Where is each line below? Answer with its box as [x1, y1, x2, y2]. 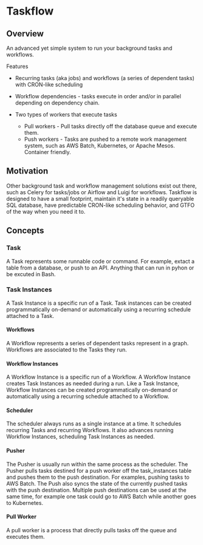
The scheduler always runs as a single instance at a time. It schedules [6, 420, 182, 427]
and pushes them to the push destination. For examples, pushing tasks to [6, 473, 190, 481]
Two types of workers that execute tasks [15, 111, 117, 118]
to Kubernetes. [6, 499, 44, 506]
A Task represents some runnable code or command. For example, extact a [6, 257, 195, 265]
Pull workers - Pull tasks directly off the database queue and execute [24, 123, 198, 130]
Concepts [6, 226, 44, 236]
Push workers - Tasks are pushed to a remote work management [24, 135, 187, 143]
